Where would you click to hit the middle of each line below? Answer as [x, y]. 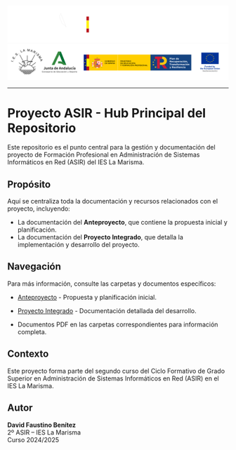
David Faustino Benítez [41, 425]
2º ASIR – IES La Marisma [44, 432]
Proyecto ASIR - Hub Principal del [106, 113]
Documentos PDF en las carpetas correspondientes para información [118, 324]
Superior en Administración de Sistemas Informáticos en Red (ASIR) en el [113, 378]
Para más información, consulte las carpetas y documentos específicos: [112, 284]
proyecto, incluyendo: [39, 209]
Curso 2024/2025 [33, 439]
